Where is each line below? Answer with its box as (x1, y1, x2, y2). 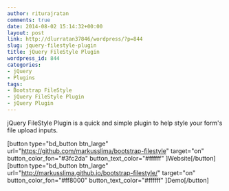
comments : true (7, 17, 51, 23)
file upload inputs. (7, 125, 58, 134)
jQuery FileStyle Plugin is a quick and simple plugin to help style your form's (7, 119, 223, 127)
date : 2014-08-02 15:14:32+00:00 (7, 23, 103, 30)
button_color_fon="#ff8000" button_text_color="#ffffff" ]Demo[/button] (7, 176, 210, 184)
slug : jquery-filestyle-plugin (7, 42, 97, 49)
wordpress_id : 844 (7, 55, 60, 62)
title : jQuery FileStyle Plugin (7, 49, 100, 56)
